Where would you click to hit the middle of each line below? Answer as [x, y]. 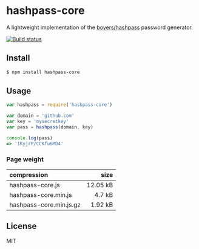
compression [29, 174]
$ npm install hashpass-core [43, 72]
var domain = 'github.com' [40, 116]
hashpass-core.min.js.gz [45, 205]
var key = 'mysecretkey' [38, 122]
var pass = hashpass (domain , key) [50, 127]
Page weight [25, 159]
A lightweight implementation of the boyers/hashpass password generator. [99, 27]
